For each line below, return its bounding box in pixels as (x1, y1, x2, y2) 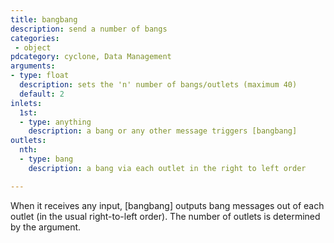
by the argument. (10, 221, 82, 233)
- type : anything (19, 117, 92, 127)
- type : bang (19, 154, 74, 164)
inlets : (10, 98, 43, 108)
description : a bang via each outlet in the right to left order (28, 163, 307, 173)
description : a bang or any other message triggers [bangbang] (28, 126, 298, 136)
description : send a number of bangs (10, 24, 168, 34)
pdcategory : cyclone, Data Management (10, 52, 172, 62)
